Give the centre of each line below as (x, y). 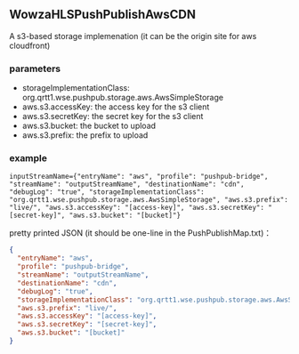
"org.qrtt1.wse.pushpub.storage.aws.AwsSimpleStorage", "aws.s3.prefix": (149, 200)
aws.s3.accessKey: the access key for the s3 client (116, 107)
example (28, 158)
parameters (35, 68)
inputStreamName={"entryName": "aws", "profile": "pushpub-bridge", (139, 177)
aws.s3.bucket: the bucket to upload (89, 126)
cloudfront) (30, 45)
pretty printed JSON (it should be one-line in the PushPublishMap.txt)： (141, 233)
